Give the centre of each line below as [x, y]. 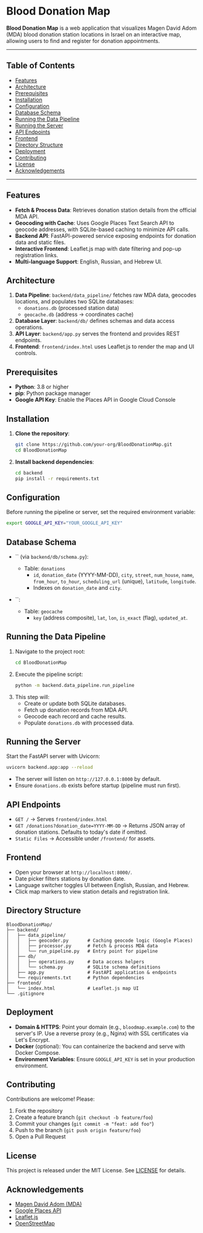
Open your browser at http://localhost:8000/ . [73, 872]
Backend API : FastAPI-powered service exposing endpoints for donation [105, 235]
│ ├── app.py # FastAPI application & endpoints [92, 972]
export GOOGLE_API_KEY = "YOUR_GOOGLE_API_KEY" [64, 523]
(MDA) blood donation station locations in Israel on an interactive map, [94, 34]
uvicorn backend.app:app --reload [50, 768]
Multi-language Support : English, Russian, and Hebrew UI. [89, 262]
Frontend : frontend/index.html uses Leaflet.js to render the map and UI [105, 346]
